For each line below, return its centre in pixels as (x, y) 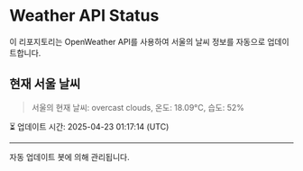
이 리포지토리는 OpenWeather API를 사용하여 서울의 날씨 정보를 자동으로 (138, 41)
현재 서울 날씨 (45, 84)
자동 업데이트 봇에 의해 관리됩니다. (69, 157)
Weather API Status (84, 16)
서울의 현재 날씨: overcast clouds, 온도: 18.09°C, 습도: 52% (138, 107)
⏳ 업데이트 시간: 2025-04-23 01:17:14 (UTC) (89, 126)
